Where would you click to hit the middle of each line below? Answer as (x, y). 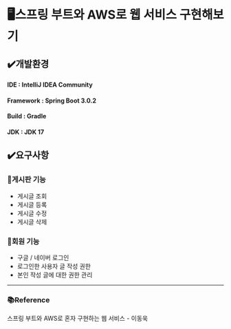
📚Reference (29, 299)
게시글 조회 (32, 196)
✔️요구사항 (28, 155)
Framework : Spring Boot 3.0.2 (52, 100)
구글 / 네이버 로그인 (43, 257)
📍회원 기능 (23, 241)
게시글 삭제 (32, 222)
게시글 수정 (32, 213)
